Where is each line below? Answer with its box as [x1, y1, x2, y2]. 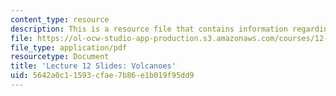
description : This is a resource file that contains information [10, 24, 288, 34]
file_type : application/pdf [10, 42, 128, 53]
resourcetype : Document [10, 52, 110, 62]
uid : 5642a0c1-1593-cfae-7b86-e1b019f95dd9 [10, 71, 195, 81]
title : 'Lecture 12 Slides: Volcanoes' [10, 61, 177, 71]
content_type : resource [10, 14, 110, 25]
